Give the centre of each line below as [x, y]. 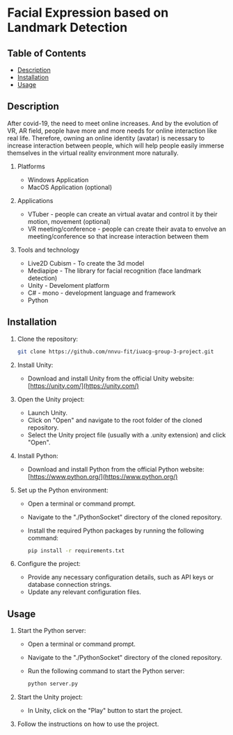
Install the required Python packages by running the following [116, 531]
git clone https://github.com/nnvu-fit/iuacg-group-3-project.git [115, 352]
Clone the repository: [48, 339]
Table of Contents [47, 53]
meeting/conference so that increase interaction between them [118, 236]
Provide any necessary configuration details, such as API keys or [121, 577]
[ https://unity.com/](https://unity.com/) [83, 386]
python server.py [53, 684]
